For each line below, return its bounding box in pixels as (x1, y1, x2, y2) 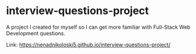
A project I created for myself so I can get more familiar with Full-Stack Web (6, 23, 191, 31)
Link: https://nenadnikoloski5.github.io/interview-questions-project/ (6, 41, 171, 48)
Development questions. (6, 29, 66, 36)
